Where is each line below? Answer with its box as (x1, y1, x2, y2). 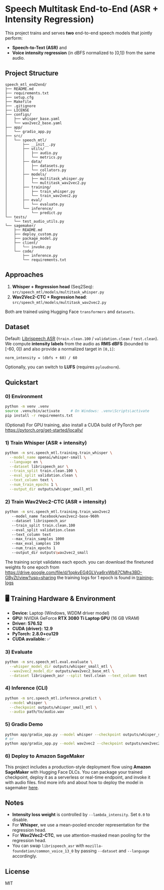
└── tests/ (5, 214, 27, 219)
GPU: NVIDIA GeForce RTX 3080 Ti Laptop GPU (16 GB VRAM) (12, 615, 140, 621)
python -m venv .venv (5, 404, 49, 409)
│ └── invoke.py (14, 244, 51, 250)
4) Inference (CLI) (5, 685, 48, 692)
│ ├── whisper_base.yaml (5, 116, 60, 121)
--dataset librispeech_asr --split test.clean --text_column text (9, 673, 147, 678)
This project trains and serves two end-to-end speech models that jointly (5, 30, 153, 36)
